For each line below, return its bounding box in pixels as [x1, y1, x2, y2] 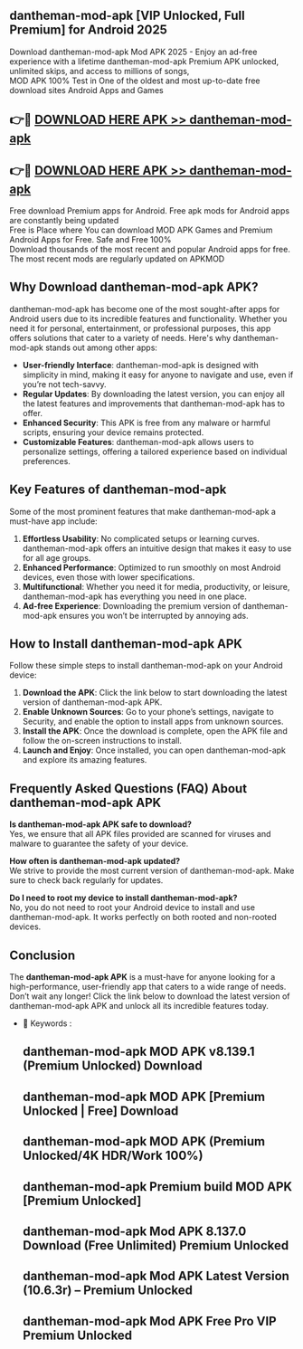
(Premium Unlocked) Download [22, 1059, 203, 1074]
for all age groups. [22, 552, 91, 563]
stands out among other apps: [44, 342, 158, 353]
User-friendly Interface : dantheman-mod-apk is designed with [22, 359, 260, 370]
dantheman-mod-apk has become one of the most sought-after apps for [9, 303, 280, 314]
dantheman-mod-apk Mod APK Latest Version [22, 1268, 289, 1284]
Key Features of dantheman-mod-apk [9, 482, 227, 498]
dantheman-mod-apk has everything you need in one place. [22, 591, 247, 602]
